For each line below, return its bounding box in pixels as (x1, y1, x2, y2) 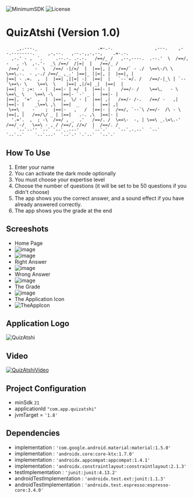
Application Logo (6, 319, 70, 328)
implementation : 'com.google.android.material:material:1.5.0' (14, 444, 171, 451)
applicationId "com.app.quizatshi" (14, 405, 97, 412)
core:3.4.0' (14, 487, 44, 493)
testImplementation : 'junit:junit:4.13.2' (14, 468, 118, 476)
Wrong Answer (14, 271, 51, 278)
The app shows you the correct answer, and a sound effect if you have (14, 195, 185, 202)
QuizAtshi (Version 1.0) (6, 26, 121, 39)
